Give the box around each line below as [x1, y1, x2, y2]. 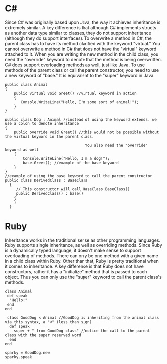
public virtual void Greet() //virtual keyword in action [14, 91, 137, 96]
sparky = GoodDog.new [5, 350, 50, 355]
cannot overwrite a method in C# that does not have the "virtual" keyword [5, 46, 157, 52]
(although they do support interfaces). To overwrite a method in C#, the [5, 35, 152, 41]
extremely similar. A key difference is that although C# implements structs [5, 24, 157, 30]
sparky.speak [5, 354, 32, 359]
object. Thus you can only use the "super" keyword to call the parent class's [5, 274, 162, 280]
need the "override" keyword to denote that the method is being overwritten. [5, 56, 162, 62]
